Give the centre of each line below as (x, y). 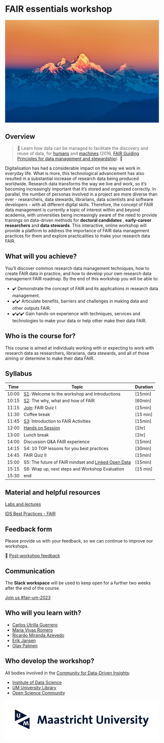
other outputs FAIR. (31, 308)
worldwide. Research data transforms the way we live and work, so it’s (76, 184)
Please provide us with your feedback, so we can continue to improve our (79, 541)
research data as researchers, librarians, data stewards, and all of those (77, 353)
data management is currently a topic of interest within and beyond (72, 210)
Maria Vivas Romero (32, 630)
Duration (144, 387)
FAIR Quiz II (35, 455)
